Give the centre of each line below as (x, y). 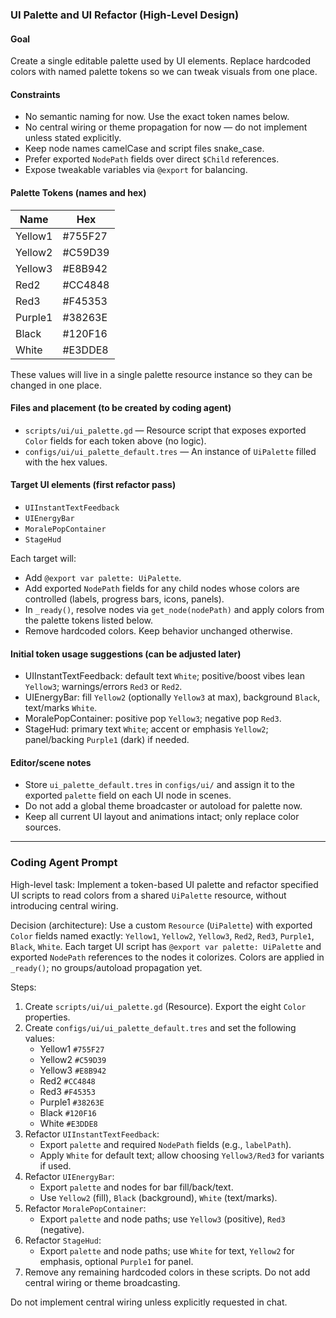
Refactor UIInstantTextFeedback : (92, 1134)
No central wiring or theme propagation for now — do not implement (166, 127)
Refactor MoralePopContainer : (85, 1208)
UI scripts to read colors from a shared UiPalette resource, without (148, 895)
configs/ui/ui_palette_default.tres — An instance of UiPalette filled (170, 451)
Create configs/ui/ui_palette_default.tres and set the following (160, 1027)
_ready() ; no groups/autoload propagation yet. (106, 967)
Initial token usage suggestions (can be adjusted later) (126, 654)
